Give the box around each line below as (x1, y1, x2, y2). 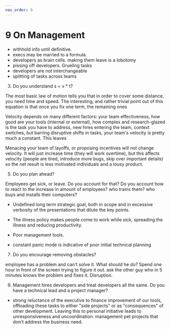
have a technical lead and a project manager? (12, 287, 108, 293)
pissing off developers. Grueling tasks (12, 62, 92, 69)
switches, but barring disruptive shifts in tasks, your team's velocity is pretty (5, 129, 165, 136)
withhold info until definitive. (12, 46, 72, 52)
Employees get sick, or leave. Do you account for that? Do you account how (5, 181, 164, 187)
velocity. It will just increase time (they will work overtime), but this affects (5, 150, 160, 156)
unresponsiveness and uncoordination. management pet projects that (12, 313, 158, 319)
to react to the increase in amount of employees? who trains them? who (5, 186, 155, 192)
